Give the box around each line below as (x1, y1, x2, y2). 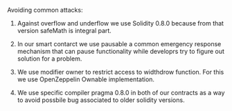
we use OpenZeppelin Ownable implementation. (17, 75, 154, 83)
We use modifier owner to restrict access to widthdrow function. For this (17, 68, 224, 76)
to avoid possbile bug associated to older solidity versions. (17, 96, 185, 104)
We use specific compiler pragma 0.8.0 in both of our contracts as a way (17, 89, 225, 97)
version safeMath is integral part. (17, 27, 112, 34)
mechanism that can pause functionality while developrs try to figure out (17, 48, 225, 55)
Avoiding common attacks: (7, 6, 83, 14)
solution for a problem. (17, 54, 82, 63)
